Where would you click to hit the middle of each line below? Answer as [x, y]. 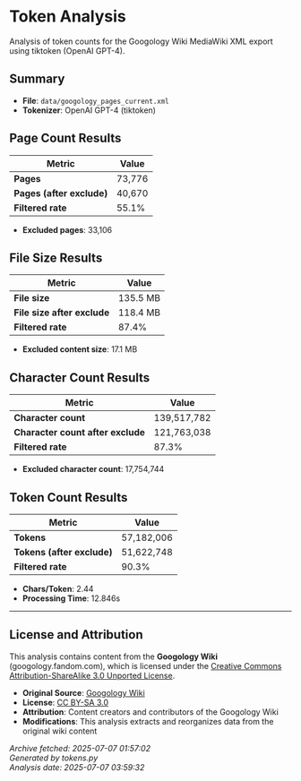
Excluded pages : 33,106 [67, 229]
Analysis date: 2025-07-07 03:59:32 [77, 767]
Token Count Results [69, 498]
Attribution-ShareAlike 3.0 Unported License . [92, 675]
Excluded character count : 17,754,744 [93, 469]
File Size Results [56, 257]
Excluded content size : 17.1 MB [80, 349]
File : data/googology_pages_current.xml [96, 100]
